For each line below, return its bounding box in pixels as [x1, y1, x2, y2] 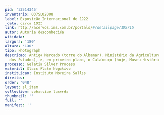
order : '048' [5, 80, 32, 85]
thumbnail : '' [5, 93, 34, 98]
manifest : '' [5, 103, 32, 108]
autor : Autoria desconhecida [5, 30, 64, 35]
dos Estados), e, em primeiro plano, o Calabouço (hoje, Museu [9, 57, 141, 62]
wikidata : [5, 35, 25, 40]
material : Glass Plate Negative [5, 67, 71, 71]
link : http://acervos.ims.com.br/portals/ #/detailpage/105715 [5, 25, 134, 30]
